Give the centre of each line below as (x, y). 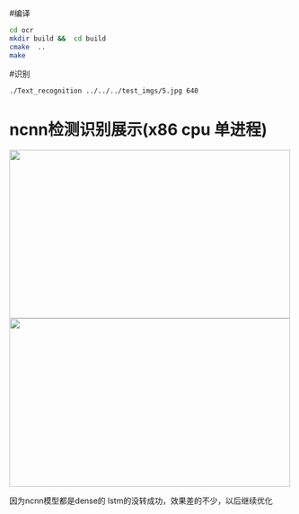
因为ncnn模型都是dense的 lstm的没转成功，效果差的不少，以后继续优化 (141, 501)
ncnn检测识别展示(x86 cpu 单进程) (138, 129)
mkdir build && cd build (57, 39)
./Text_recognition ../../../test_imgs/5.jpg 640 (104, 91)
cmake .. (28, 47)
